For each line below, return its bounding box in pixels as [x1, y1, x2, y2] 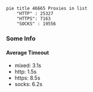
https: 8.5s [14, 74, 41, 81]
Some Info [6, 34, 36, 42]
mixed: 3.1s [14, 62, 42, 69]
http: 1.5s [14, 68, 37, 76]
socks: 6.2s [14, 81, 43, 88]
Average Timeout [6, 49, 49, 56]
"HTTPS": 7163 [16, 16, 51, 22]
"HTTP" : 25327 [16, 11, 54, 16]
